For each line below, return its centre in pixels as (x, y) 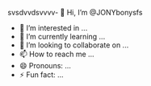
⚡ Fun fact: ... (41, 75)
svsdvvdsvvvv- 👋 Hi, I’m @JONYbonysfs (75, 12)
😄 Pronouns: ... (45, 66)
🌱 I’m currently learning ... (62, 37)
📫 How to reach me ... (57, 54)
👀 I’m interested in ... (53, 28)
